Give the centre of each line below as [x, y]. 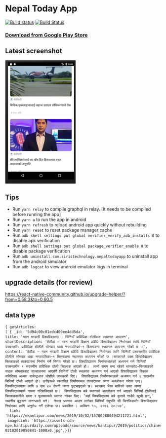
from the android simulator [39, 261]
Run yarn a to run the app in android [49, 219]
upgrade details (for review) [49, 282]
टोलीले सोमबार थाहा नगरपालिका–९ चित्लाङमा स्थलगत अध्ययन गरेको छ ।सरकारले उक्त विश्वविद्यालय [79, 357]
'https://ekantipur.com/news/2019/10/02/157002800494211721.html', [76, 416]
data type [20, 315]
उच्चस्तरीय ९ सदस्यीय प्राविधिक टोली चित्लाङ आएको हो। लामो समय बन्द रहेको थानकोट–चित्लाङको [79, 366]
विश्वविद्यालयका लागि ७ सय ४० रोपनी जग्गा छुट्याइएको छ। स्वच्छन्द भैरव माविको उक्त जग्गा [73, 386]
